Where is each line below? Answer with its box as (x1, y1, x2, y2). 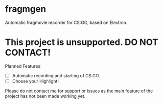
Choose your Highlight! (12, 78, 59, 84)
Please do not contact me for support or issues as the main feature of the (5, 88, 153, 94)
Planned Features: (5, 63, 42, 69)
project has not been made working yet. (5, 93, 86, 99)
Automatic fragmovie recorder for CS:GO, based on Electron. (5, 20, 128, 25)
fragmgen (5, 3, 47, 15)
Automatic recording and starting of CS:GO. (12, 72, 100, 79)
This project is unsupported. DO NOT (5, 37, 159, 48)
